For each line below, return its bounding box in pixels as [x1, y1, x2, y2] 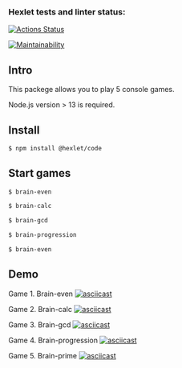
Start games [8, 166, 71, 180]
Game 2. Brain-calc [8, 304, 72, 314]
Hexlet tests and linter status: [8, 6, 126, 18]
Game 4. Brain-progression [8, 335, 99, 345]
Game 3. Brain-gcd [8, 319, 71, 330]
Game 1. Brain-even [8, 289, 74, 298]
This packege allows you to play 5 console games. [8, 85, 175, 94]
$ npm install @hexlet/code [8, 144, 103, 152]
